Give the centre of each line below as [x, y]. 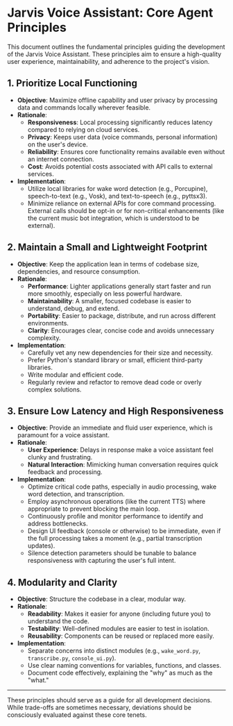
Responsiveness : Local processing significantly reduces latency [120, 122]
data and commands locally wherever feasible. [84, 107]
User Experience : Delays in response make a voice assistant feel [120, 450]
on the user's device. [58, 144]
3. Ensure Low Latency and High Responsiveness [115, 411]
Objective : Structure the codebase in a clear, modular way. [102, 599]
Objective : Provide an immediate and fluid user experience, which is [115, 428]
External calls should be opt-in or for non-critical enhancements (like [126, 210]
